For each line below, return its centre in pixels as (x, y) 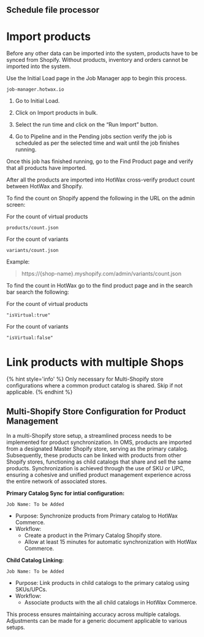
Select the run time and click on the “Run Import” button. (87, 124)
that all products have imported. (47, 168)
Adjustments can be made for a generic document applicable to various (97, 621)
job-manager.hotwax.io (35, 90)
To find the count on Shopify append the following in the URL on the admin (100, 198)
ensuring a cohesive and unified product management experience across (99, 475)
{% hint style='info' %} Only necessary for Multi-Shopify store (85, 379)
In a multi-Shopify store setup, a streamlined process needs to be (89, 436)
